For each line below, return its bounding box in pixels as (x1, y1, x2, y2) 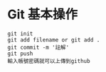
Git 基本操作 (7, 6, 78, 23)
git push (7, 50, 33, 57)
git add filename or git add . (7, 36, 100, 43)
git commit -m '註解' (7, 44, 70, 51)
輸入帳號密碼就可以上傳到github (7, 57, 90, 64)
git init (7, 30, 33, 37)
